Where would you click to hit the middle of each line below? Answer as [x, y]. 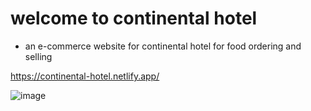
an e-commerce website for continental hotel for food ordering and [163, 46]
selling [38, 56]
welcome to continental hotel [134, 18]
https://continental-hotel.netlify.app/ [85, 76]
